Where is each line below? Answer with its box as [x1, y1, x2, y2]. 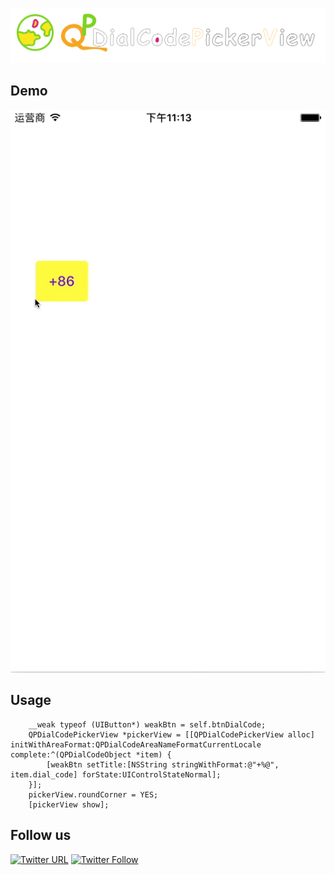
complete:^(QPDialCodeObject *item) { [10, 749, 172, 760]
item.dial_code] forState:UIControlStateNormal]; [10, 769, 222, 780]
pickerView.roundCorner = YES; [28, 789, 159, 800]
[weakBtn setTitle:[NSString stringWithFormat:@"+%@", [46, 759, 280, 770]
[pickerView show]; [28, 799, 110, 810]
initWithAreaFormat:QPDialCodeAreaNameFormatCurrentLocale [10, 739, 262, 750]
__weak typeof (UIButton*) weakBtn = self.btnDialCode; [28, 719, 267, 730]
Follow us [10, 827, 72, 844]
